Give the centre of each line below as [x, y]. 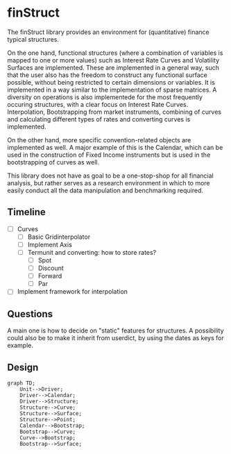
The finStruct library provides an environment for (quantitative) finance [108, 32]
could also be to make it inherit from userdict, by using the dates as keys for [115, 338]
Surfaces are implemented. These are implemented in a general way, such [113, 67]
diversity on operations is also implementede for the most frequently [105, 97]
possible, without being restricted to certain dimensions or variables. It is [111, 82]
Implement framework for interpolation [72, 292]
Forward [50, 276]
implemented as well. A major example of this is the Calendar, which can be [115, 147]
